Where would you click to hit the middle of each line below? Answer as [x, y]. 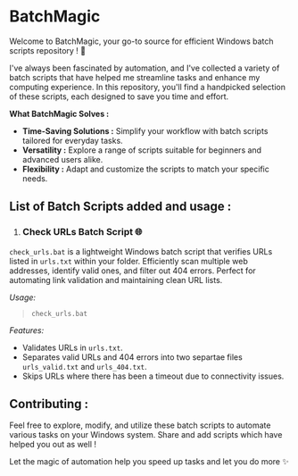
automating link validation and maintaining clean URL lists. [116, 280]
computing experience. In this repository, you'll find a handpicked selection [147, 87]
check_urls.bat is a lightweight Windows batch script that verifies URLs [141, 251]
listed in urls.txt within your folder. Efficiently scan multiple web [128, 261]
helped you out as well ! [53, 445]
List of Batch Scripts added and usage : [120, 207]
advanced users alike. [62, 159]
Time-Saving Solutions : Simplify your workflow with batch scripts [145, 130]
